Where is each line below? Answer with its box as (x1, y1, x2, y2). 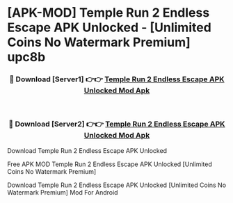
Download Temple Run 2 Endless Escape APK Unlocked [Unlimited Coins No (7, 181, 227, 189)
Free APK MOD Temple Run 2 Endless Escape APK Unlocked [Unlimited (7, 160, 212, 168)
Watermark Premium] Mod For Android (7, 188, 118, 196)
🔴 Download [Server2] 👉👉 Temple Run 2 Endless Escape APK (8, 120, 225, 129)
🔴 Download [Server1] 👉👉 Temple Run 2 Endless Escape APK (9, 74, 225, 84)
